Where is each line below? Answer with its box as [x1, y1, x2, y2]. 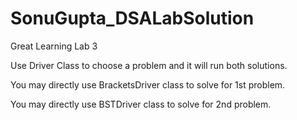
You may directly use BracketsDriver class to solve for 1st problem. [10, 78, 286, 91]
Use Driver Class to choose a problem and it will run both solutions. [10, 59, 288, 71]
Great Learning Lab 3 [10, 40, 98, 52]
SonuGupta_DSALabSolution [10, 7, 255, 30]
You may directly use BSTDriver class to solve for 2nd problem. [10, 98, 272, 110]
